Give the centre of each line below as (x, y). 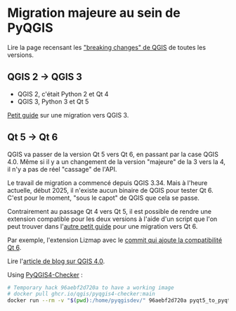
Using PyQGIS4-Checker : (45, 274)
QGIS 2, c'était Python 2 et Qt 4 (63, 94)
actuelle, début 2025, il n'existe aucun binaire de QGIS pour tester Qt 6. (110, 190)
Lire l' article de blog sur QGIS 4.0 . (56, 261)
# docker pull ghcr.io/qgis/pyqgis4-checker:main (81, 294)
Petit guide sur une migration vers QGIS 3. (68, 115)
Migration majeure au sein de (94, 13)
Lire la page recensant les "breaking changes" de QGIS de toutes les (106, 47)
